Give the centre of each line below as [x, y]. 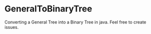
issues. [12, 27]
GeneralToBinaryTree [48, 9]
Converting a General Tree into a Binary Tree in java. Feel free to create [75, 22]
